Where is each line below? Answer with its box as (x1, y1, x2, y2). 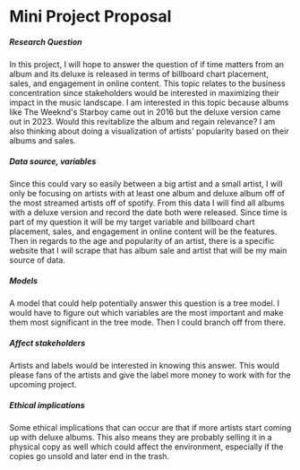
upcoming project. (9, 379, 77, 390)
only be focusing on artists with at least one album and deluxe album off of (9, 188, 285, 199)
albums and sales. (9, 135, 76, 146)
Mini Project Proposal (9, 6, 172, 27)
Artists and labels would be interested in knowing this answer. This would (9, 361, 280, 371)
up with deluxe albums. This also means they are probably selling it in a (9, 432, 272, 443)
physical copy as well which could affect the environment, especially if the (9, 441, 284, 452)
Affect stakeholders (9, 337, 86, 348)
